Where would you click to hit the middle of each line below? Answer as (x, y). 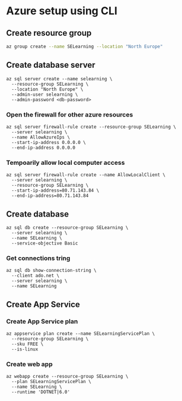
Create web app (29, 364)
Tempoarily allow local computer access (66, 162)
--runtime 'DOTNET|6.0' (41, 392)
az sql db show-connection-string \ (51, 271)
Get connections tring (38, 258)
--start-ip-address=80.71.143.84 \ (55, 191)
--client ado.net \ (36, 276)
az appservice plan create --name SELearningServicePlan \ (81, 334)
